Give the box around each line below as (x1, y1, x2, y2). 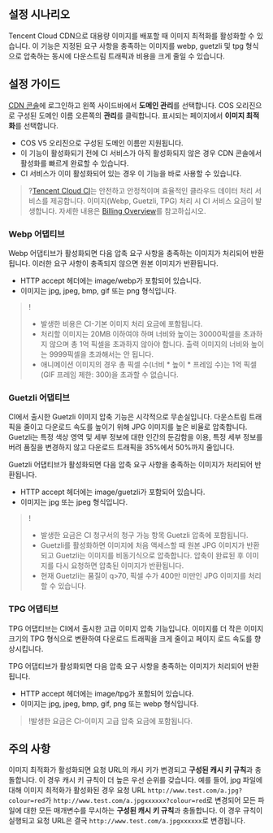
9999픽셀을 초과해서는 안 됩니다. (49, 349, 154, 359)
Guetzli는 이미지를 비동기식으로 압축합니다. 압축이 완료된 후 (55, 551, 245, 561)
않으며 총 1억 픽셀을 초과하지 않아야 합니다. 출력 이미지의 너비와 (49, 339, 249, 349)
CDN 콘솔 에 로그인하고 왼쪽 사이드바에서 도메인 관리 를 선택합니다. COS (8, 100, 234, 110)
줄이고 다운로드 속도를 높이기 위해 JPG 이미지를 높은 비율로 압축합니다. (23, 422, 248, 432)
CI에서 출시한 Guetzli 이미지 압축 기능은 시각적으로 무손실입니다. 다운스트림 (8, 412, 248, 422)
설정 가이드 (8, 77, 61, 91)
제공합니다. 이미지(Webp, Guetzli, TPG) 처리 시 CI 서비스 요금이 (50, 196, 253, 206)
